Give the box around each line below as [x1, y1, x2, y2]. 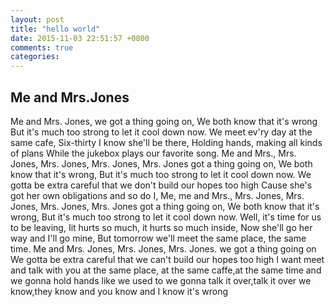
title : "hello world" [10, 24, 101, 34]
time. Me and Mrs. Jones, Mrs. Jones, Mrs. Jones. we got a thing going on [10, 242, 317, 255]
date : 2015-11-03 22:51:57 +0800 [10, 33, 150, 43]
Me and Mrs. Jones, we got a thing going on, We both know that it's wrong [10, 115, 318, 127]
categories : [10, 52, 60, 62]
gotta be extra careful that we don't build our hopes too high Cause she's [10, 179, 313, 191]
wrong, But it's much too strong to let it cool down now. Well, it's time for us [10, 211, 322, 223]
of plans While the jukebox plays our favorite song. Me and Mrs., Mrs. [10, 147, 297, 159]
